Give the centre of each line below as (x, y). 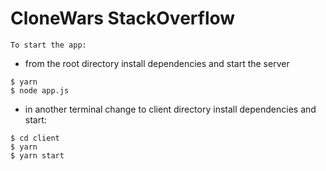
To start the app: (48, 45)
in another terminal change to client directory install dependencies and (170, 109)
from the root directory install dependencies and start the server (157, 63)
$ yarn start (37, 155)
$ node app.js (40, 90)
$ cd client (35, 138)
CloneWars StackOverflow (123, 18)
